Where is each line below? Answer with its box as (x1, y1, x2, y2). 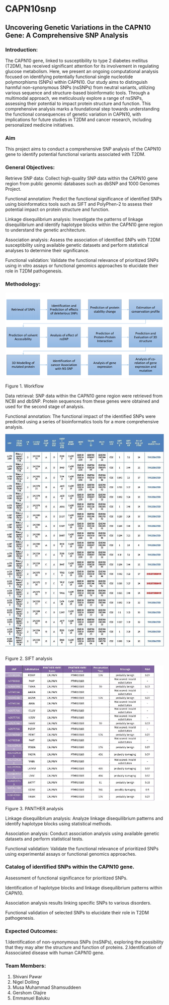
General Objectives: (5, 164, 55, 171)
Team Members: (5, 962, 46, 969)
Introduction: (5, 46, 38, 53)
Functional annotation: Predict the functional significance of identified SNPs (5, 196, 162, 202)
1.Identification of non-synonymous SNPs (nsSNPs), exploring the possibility (5, 939, 164, 945)
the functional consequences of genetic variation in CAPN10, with (5, 111, 141, 117)
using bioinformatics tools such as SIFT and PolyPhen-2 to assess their (5, 201, 153, 207)
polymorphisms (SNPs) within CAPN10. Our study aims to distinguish (5, 79, 148, 85)
